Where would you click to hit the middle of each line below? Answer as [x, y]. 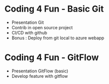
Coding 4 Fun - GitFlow [52, 58]
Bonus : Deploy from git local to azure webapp [58, 38]
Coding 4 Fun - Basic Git [54, 9]
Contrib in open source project [42, 27]
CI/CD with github [29, 33]
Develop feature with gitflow [40, 76]
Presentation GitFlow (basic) [40, 71]
